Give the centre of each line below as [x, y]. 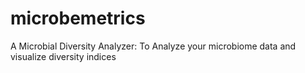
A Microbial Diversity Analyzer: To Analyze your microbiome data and [153, 46]
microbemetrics [78, 18]
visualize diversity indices [63, 56]
